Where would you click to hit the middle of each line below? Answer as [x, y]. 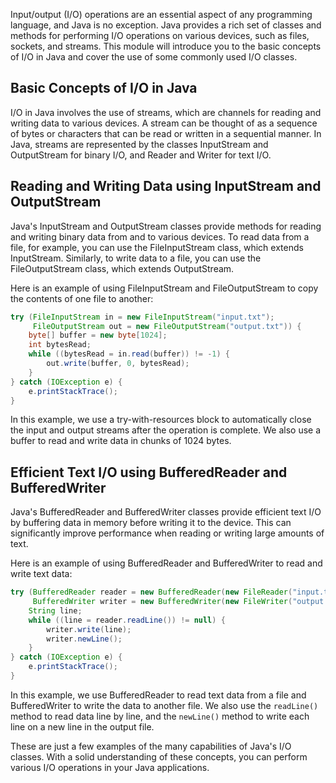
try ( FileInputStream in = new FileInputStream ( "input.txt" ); [142, 317]
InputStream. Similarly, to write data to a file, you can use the [136, 258]
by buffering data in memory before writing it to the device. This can [151, 523]
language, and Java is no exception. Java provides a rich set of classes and [166, 25]
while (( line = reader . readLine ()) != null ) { [127, 620]
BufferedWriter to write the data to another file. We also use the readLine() [164, 705]
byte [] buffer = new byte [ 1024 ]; [98, 335]
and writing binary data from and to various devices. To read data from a [160, 236]
